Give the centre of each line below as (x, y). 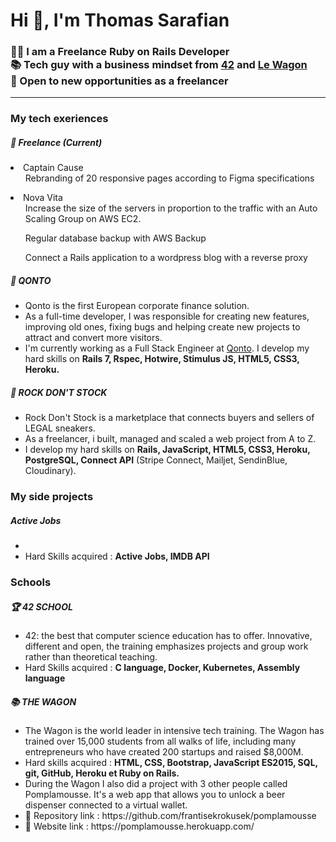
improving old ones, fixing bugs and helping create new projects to (162, 327)
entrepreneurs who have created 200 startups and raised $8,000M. (164, 752)
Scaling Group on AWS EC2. (83, 219)
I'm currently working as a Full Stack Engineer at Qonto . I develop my (167, 348)
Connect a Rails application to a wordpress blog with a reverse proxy (166, 258)
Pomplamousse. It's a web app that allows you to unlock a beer (155, 795)
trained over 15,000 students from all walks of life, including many (160, 741)
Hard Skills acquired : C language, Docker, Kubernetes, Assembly (162, 668)
